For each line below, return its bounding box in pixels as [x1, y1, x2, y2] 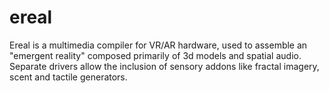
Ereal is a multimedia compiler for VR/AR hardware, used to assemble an [9, 39, 308, 51]
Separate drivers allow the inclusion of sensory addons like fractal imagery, [9, 60, 320, 72]
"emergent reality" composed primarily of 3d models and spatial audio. [9, 49, 302, 61]
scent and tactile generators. [9, 71, 128, 83]
